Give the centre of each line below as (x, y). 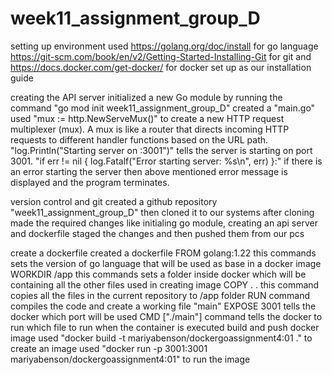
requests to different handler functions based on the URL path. (139, 139)
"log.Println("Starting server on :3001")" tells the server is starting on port (161, 150)
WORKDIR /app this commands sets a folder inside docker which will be (158, 274)
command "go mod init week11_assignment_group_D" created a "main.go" (163, 108)
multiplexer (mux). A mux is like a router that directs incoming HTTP (150, 129)
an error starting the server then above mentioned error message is (149, 171)
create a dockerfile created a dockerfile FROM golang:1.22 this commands (163, 253)
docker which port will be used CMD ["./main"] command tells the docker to (166, 316)
